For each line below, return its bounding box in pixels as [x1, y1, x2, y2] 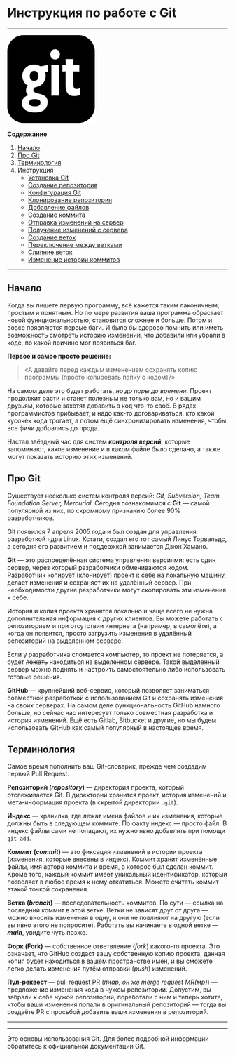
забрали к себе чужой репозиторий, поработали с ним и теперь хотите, [7, 993, 223, 1002]
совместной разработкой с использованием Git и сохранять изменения [7, 693, 224, 702]
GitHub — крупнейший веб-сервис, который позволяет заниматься [7, 686, 210, 694]
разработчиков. [7, 514, 55, 522]
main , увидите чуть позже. [7, 929, 87, 937]
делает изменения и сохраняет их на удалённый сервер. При [7, 578, 192, 587]
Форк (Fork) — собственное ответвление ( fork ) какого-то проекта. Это [7, 942, 220, 950]
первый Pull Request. [7, 770, 70, 778]
